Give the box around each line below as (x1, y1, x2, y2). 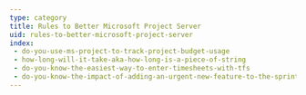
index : (9, 38, 35, 48)
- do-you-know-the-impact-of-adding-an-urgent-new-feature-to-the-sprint (13, 72, 300, 81)
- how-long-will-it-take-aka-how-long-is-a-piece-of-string (13, 55, 247, 64)
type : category (9, 13, 67, 23)
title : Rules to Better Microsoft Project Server (9, 22, 202, 31)
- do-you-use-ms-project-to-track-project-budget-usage (13, 47, 230, 56)
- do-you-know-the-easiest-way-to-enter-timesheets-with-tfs (13, 64, 250, 73)
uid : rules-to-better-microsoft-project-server (9, 30, 194, 39)
